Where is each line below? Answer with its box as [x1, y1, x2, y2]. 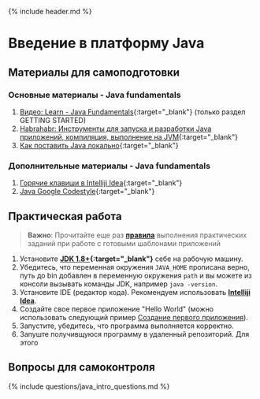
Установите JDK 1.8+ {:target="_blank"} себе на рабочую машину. [19, 254, 244, 263]
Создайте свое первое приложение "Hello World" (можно [19, 304, 214, 314]
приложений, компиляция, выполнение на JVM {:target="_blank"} [19, 132, 239, 141]
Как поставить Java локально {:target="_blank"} [19, 140, 179, 150]
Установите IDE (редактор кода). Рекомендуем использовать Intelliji [19, 287, 251, 296]
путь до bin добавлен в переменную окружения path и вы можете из [19, 270, 252, 280]
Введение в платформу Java [8, 35, 205, 52]
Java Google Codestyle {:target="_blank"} [19, 187, 155, 196]
